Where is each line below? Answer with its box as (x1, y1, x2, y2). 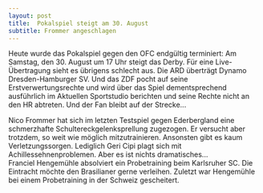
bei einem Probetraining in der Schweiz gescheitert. (8, 175, 180, 185)
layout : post (8, 11, 52, 20)
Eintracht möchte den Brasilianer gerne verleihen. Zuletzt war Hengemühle (8, 166, 255, 177)
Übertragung (8, 66, 51, 76)
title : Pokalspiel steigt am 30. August (8, 19, 149, 27)
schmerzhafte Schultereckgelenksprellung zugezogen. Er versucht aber (8, 124, 246, 133)
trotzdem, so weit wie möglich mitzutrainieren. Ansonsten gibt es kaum (8, 133, 243, 142)
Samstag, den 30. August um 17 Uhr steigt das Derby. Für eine (8, 57, 214, 67)
